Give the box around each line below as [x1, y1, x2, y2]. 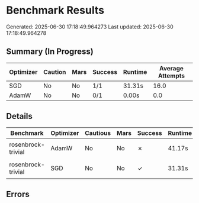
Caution [43, 67, 66, 76]
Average [159, 64, 184, 72]
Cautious [85, 128, 111, 137]
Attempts [158, 72, 185, 80]
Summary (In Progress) [6, 47, 94, 57]
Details [6, 111, 33, 121]
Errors [6, 189, 30, 199]
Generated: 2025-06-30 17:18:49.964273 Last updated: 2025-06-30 [6, 23, 174, 30]
